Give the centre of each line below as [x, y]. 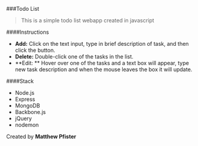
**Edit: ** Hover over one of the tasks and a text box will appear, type [102, 63]
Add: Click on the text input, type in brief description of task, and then [102, 44]
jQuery [23, 118]
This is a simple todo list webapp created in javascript [88, 20]
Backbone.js [30, 112]
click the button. [35, 50]
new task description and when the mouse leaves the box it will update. [104, 69]
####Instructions [28, 32]
